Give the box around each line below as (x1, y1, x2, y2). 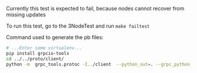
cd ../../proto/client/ (6, 55, 64, 62)
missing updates (6, 11, 46, 18)
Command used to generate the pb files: (6, 34, 104, 40)
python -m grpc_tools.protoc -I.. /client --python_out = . (6, 61, 154, 67)
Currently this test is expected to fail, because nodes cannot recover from (6, 5, 185, 12)
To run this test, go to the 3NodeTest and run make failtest (6, 23, 150, 29)
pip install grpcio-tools (6, 50, 69, 56)
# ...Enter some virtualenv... (6, 45, 83, 51)
